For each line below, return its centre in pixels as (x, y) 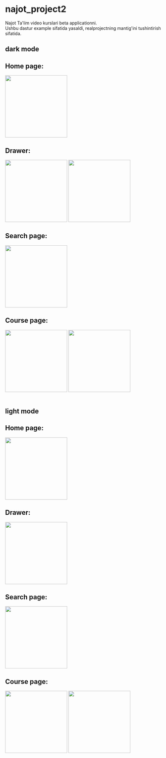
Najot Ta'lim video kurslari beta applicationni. (51, 23)
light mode (22, 411)
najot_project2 (36, 9)
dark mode (22, 49)
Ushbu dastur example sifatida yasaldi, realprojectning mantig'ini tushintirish (83, 28)
